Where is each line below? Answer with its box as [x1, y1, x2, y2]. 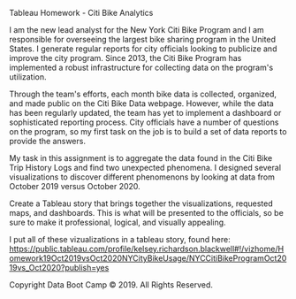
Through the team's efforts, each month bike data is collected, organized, [9, 88, 277, 99]
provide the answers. [9, 136, 87, 146]
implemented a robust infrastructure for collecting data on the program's [9, 62, 274, 73]
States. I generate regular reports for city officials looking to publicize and [9, 43, 277, 54]
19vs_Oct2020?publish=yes [9, 263, 110, 272]
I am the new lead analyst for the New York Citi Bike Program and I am [9, 25, 265, 34]
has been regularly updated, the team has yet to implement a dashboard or [9, 108, 282, 118]
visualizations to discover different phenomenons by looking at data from [9, 172, 276, 182]
